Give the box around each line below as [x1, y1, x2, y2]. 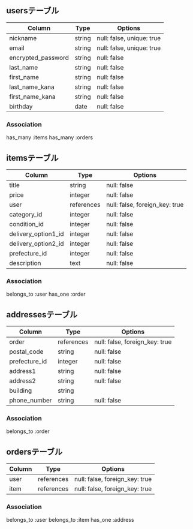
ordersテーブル [6, 446, 63, 457]
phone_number [9, 396, 52, 405]
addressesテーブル [6, 309, 78, 320]
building [9, 386, 32, 395]
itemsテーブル [6, 152, 59, 163]
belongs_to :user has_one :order [6, 290, 86, 298]
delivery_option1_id [9, 230, 64, 238]
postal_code [9, 347, 44, 356]
